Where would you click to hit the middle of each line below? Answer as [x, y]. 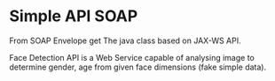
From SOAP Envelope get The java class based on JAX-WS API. [125, 40]
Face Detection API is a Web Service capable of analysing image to [132, 57]
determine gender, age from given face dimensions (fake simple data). [138, 67]
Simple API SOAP [74, 16]
